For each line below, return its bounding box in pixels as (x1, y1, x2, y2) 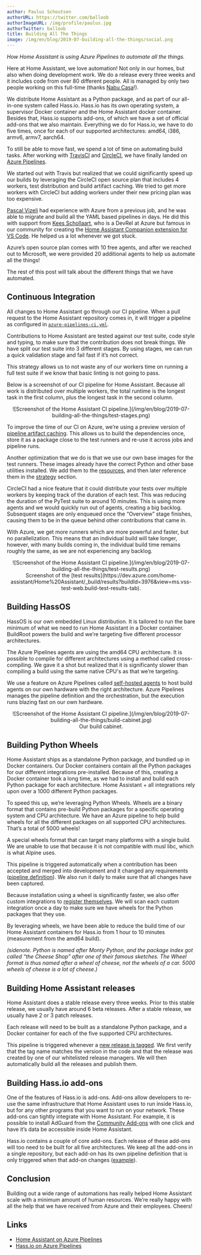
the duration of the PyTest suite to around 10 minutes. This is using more (7, 497, 185, 504)
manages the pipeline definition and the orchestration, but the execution (7, 692, 185, 699)
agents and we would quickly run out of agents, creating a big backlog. (7, 504, 182, 511)
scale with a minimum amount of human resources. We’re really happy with (7, 1196, 192, 1203)
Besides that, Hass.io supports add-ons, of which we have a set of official (7, 115, 189, 122)
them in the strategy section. (7, 473, 78, 480)
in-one (7, 102, 23, 109)
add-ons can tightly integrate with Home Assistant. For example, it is (7, 1113, 175, 1120)
